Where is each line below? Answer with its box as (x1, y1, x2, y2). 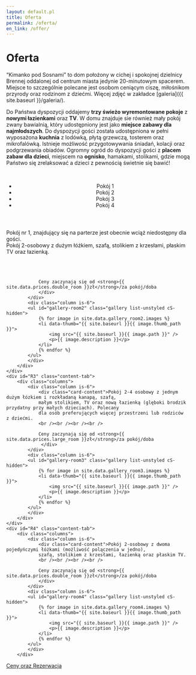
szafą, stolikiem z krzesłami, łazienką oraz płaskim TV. (38, 552, 186, 558)
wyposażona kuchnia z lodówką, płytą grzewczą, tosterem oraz (6, 134, 164, 141)
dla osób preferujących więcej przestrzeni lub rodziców (38, 410, 184, 416)
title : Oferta (6, 14, 42, 20)
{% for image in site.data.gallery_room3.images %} (38, 468, 170, 474)
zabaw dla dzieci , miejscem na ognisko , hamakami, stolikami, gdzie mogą (6, 153, 190, 160)
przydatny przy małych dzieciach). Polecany (6, 405, 119, 411)
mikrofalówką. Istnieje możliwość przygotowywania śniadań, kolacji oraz (6, 140, 185, 148)
